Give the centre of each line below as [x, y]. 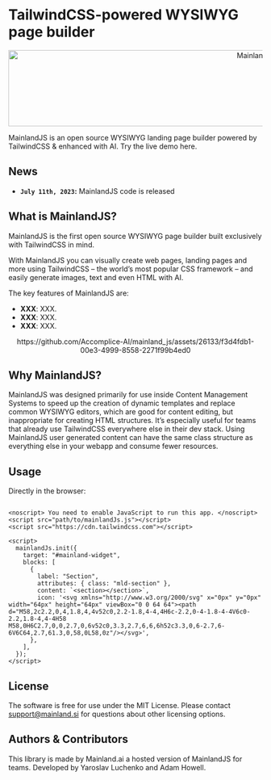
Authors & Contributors [69, 739]
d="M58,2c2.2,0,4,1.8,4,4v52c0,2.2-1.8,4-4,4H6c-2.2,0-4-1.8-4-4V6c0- [129, 612]
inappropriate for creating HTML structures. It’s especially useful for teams [132, 421]
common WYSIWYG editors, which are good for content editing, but [121, 412]
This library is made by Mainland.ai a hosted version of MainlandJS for [125, 759]
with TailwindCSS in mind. [52, 245]
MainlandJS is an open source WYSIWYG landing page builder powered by [133, 137]
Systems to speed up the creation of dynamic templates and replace [122, 403]
